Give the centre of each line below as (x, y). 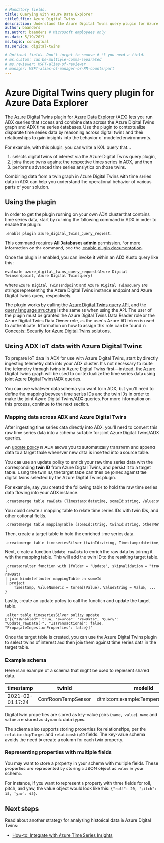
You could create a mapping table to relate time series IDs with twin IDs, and (82, 510)
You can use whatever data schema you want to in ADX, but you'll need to (79, 388)
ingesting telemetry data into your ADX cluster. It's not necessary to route (79, 363)
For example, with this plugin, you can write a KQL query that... (68, 147)
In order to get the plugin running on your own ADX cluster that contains (78, 214)
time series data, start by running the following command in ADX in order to (81, 219)
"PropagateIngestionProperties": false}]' (49, 628)
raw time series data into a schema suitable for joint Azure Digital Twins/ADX (82, 432)
